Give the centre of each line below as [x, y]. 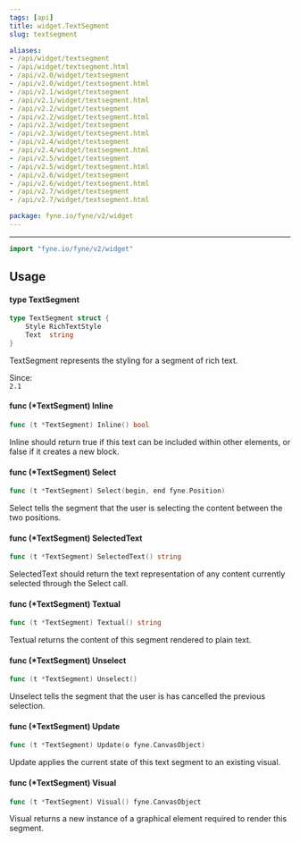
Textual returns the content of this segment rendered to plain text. [130, 640]
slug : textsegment [43, 34]
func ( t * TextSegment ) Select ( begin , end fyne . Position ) [117, 491]
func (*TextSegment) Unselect [68, 660]
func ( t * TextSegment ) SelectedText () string [95, 557]
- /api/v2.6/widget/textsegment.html [79, 183]
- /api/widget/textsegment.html [69, 67]
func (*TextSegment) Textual [65, 603]
